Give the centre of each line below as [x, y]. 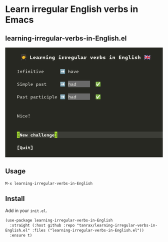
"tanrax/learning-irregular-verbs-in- [117, 225]
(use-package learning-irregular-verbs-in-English [59, 220]
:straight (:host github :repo [42, 225]
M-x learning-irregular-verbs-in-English [49, 183]
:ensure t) [21, 235]
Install [15, 199]
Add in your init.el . [26, 210]
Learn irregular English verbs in [72, 9]
